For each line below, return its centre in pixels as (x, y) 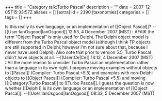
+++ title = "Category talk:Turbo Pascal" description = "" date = (69, 7)
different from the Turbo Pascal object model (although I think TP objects (78, 42)
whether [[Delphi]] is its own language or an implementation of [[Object (76, 88)
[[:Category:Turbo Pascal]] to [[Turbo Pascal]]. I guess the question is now (80, 83)
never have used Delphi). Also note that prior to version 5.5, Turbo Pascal (78, 52)
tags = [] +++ (18, 17)
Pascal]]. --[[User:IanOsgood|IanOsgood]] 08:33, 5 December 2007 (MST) (80, 93)
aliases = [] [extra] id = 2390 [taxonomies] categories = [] (91, 12)
